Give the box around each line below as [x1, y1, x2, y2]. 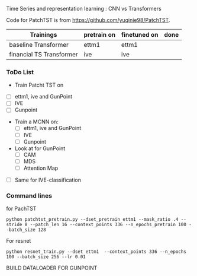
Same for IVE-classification [14, 176, 82, 183]
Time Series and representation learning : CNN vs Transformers [6, 5, 162, 12]
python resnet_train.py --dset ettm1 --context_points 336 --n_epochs [6, 249, 186, 255]
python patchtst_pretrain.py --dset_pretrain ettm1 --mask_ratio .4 [6, 217, 179, 223]
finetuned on [121, 31, 159, 39]
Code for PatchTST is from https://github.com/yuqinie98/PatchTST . [6, 17, 170, 23]
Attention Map [23, 164, 59, 172]
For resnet [6, 237, 31, 245]
